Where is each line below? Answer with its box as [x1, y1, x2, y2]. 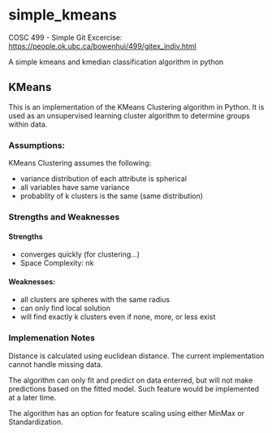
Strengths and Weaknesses [8, 211, 120, 223]
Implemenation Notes [8, 332, 96, 344]
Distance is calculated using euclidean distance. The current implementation [8, 351, 265, 361]
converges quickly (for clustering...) [19, 249, 140, 259]
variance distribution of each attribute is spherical [19, 174, 188, 184]
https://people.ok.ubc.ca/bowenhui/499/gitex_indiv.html [8, 41, 196, 50]
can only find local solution [19, 303, 111, 314]
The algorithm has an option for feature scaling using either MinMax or [8, 408, 245, 418]
